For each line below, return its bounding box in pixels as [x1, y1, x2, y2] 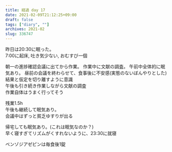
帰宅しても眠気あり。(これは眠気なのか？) [5, 124, 94, 130]
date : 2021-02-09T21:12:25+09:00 [5, 12, 77, 17]
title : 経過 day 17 [5, 7, 46, 13]
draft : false [5, 17, 33, 22]
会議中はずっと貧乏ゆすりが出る [5, 113, 73, 119]
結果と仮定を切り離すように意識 [5, 77, 73, 82]
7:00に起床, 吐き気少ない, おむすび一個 [5, 52, 88, 59]
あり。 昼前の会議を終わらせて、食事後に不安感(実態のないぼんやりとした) [9, 70, 167, 76]
